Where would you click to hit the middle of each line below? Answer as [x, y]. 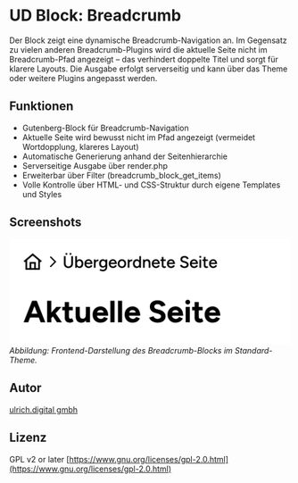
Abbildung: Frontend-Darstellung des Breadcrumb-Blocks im [121, 351]
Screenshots [46, 223]
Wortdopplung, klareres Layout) [81, 146]
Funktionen [41, 107]
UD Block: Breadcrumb [95, 16]
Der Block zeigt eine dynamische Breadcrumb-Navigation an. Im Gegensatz [148, 40]
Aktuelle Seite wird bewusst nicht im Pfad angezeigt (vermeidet [139, 137]
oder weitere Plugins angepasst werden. [83, 78]
